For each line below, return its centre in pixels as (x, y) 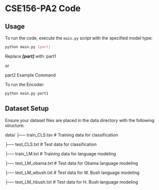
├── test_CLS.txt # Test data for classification (51, 144)
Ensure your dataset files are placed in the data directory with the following (80, 120)
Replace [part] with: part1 (31, 56)
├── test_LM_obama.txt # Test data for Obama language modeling (72, 163)
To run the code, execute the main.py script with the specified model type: (79, 38)
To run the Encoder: (25, 84)
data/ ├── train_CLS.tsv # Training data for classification (62, 135)
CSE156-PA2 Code (43, 9)
